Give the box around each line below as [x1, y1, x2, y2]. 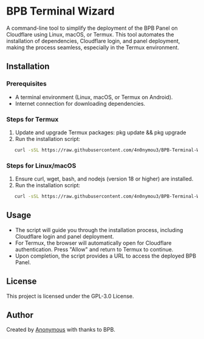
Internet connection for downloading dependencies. [15, 100, 146, 107]
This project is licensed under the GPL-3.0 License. [6, 292, 135, 300]
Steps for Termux [6, 115, 59, 123]
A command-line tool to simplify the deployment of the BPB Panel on [6, 24, 178, 32]
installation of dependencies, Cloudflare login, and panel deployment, [6, 37, 180, 44]
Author [6, 310, 33, 320]
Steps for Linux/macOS [6, 161, 76, 169]
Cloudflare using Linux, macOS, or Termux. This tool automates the [6, 30, 174, 38]
